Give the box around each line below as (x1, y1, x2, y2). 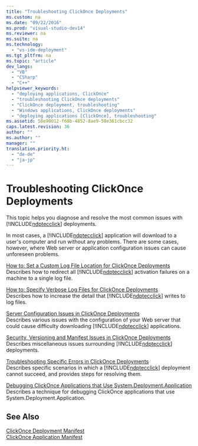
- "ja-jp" (11, 157, 35, 163)
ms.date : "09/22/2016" (6, 19, 62, 25)
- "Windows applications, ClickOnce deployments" (11, 107, 136, 113)
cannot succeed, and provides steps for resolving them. (6, 370, 142, 378)
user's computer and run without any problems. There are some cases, (6, 238, 179, 245)
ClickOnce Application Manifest (6, 434, 82, 440)
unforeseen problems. (6, 251, 60, 258)
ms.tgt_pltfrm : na (6, 53, 51, 58)
